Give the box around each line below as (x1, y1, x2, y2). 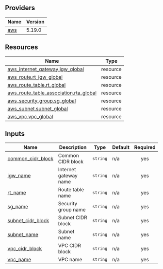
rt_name (7, 189, 27, 196)
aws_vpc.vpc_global (7, 113, 53, 120)
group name (58, 206, 86, 213)
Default (112, 144, 130, 151)
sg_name (7, 203, 28, 210)
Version (26, 18, 45, 25)
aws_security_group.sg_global (7, 97, 76, 104)
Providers (5, 4, 35, 12)
